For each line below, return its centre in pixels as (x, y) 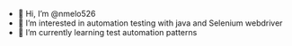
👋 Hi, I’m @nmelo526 (57, 14)
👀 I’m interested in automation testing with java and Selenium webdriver (150, 23)
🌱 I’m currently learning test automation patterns (107, 32)
